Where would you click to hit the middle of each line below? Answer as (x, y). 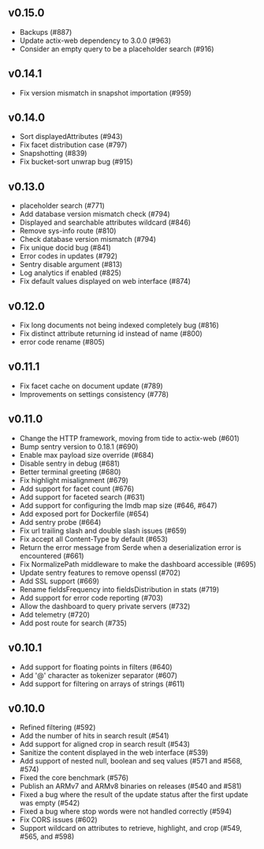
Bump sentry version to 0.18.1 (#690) (79, 447)
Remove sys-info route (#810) (68, 231)
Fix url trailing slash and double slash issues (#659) (103, 530)
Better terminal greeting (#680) (70, 472)
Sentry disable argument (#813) (71, 265)
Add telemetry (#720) (55, 614)
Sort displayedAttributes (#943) (71, 137)
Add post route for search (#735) (73, 623)
